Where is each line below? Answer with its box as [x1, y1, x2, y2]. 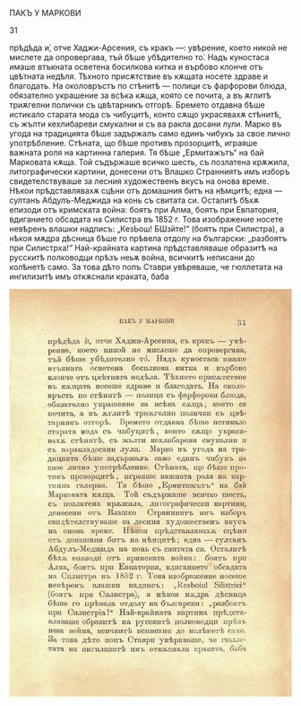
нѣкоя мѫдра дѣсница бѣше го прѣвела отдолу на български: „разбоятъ [9, 233, 288, 243]
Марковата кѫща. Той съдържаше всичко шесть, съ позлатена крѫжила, [9, 157, 290, 167]
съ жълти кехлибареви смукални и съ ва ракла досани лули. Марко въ [9, 118, 282, 129]
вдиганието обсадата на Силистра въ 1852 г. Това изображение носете [9, 214, 284, 224]
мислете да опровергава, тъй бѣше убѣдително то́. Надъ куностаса [9, 52, 270, 62]
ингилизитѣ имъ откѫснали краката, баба [9, 271, 170, 282]
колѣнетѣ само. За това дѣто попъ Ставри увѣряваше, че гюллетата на [9, 262, 284, 272]
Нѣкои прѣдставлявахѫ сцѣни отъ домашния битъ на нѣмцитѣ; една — [9, 186, 283, 196]
